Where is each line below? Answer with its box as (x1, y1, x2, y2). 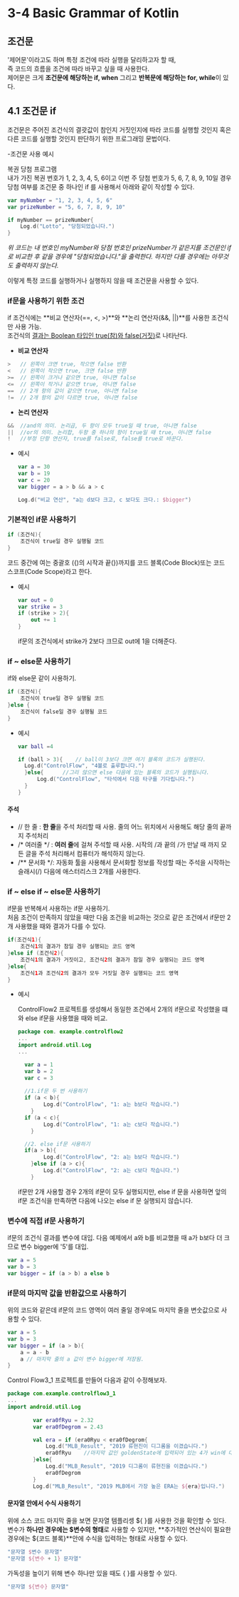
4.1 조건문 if (7, 105, 57, 117)
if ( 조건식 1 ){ (7, 937, 41, 944)
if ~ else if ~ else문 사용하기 (7, 887, 101, 897)
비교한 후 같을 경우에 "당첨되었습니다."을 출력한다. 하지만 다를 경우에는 (14, 252, 210, 261)
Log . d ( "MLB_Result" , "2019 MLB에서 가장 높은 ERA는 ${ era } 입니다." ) (33, 1483, 225, 1490)
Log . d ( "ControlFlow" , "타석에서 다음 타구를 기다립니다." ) (36, 776, 195, 783)
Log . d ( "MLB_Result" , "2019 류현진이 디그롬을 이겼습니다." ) (45, 1443, 208, 1450)
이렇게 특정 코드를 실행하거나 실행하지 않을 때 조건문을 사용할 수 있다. (7, 276, 199, 285)
